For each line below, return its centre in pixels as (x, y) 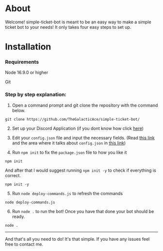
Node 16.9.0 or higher (27, 72)
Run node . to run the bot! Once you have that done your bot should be (83, 211)
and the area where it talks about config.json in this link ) (69, 143)
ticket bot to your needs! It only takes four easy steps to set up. (68, 27)
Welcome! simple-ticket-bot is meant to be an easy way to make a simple (78, 22)
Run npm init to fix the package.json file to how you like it (69, 152)
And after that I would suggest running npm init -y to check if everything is (81, 170)
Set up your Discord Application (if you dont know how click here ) (78, 128)
